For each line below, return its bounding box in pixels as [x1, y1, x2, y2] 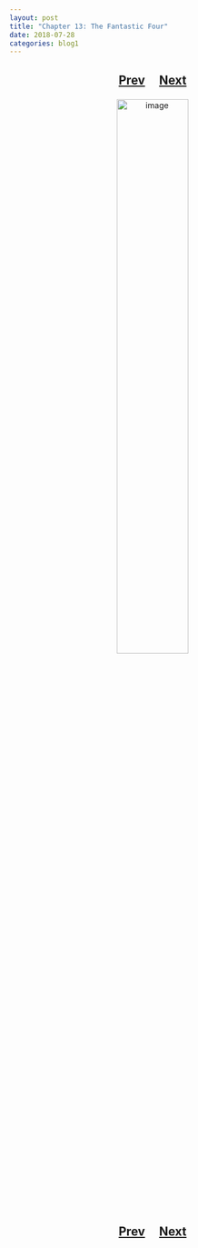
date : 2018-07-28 [9, 30, 75, 39]
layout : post [9, 13, 59, 23]
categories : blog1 [9, 38, 79, 48]
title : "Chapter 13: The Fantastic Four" [9, 22, 169, 31]
